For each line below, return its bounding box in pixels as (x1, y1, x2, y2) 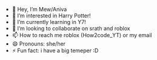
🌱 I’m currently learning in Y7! (12, 19, 86, 25)
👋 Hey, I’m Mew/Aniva (12, 6, 67, 13)
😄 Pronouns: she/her (12, 40, 65, 47)
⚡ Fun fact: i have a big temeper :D (12, 47, 99, 54)
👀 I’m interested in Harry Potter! (12, 12, 91, 19)
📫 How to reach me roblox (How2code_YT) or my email (12, 32, 152, 38)
